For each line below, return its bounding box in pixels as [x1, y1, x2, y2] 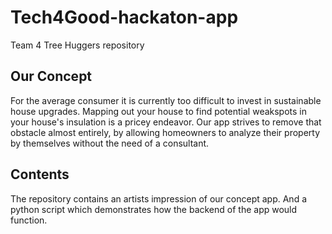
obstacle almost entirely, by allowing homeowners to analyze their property [10, 126, 321, 138]
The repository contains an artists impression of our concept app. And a [10, 192, 307, 205]
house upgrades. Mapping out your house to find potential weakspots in [10, 105, 308, 117]
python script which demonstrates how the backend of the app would [10, 203, 298, 215]
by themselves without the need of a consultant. [10, 137, 210, 149]
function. [10, 214, 48, 226]
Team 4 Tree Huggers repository [10, 39, 145, 51]
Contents [10, 166, 70, 183]
